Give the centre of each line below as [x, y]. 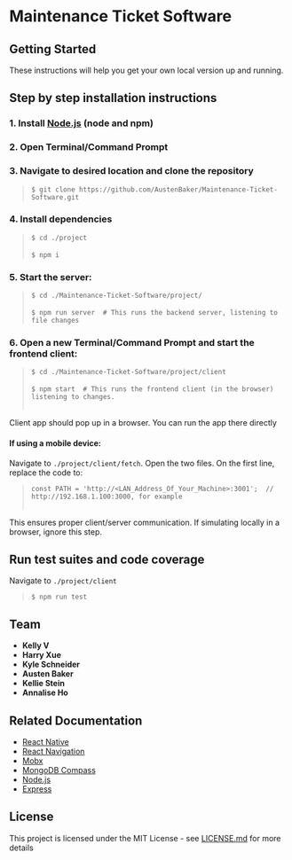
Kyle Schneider [51, 665]
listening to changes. [73, 397]
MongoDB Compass [59, 770]
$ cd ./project [59, 238]
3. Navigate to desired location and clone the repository [132, 171]
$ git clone [53, 189]
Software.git [55, 197]
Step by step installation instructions [113, 98]
